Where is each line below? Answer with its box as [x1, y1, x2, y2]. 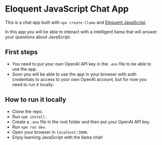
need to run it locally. [12, 81, 54, 87]
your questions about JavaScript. [5, 34, 71, 40]
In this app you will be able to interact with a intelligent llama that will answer [5, 29, 157, 34]
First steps [5, 48, 38, 56]
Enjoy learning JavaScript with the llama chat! [12, 134, 103, 140]
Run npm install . [12, 113, 47, 119]
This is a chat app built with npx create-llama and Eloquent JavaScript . [5, 19, 147, 25]
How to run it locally [5, 96, 67, 104]
